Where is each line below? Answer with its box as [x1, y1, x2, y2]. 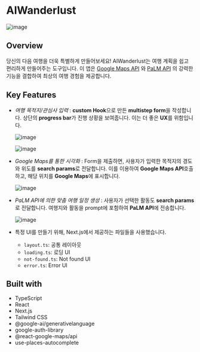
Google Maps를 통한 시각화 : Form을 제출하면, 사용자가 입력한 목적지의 [14, 157, 182, 164]
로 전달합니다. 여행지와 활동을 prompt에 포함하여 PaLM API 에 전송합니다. [14, 204, 186, 211]
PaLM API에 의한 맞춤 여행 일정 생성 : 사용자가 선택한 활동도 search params [14, 197, 195, 204]
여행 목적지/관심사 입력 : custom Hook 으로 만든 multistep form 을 [14, 106, 171, 114]
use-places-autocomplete [14, 339, 79, 347]
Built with [6, 278, 42, 289]
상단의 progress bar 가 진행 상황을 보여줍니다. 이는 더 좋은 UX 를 [23, 114, 173, 121]
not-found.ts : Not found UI [23, 255, 91, 262]
